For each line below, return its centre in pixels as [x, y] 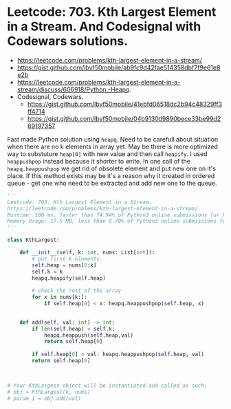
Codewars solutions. [68, 41]
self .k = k [47, 272]
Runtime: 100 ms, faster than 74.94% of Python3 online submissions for [113, 215]
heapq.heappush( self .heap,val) [89, 335]
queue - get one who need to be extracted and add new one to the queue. [112, 183]
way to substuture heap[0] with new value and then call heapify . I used [107, 154]
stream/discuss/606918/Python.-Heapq [73, 89]
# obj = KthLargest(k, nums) [49, 392]
